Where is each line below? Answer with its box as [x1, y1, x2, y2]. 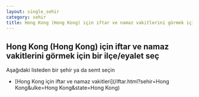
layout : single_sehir [6, 8, 60, 15]
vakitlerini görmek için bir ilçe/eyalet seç [6, 51, 160, 61]
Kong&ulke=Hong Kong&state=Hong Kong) [14, 84, 120, 92]
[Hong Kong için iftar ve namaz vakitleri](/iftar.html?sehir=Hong [14, 78, 169, 85]
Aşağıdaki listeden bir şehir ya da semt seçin [6, 66, 115, 74]
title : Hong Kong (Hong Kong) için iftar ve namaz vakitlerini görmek [6, 20, 184, 25]
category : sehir [6, 14, 46, 20]
